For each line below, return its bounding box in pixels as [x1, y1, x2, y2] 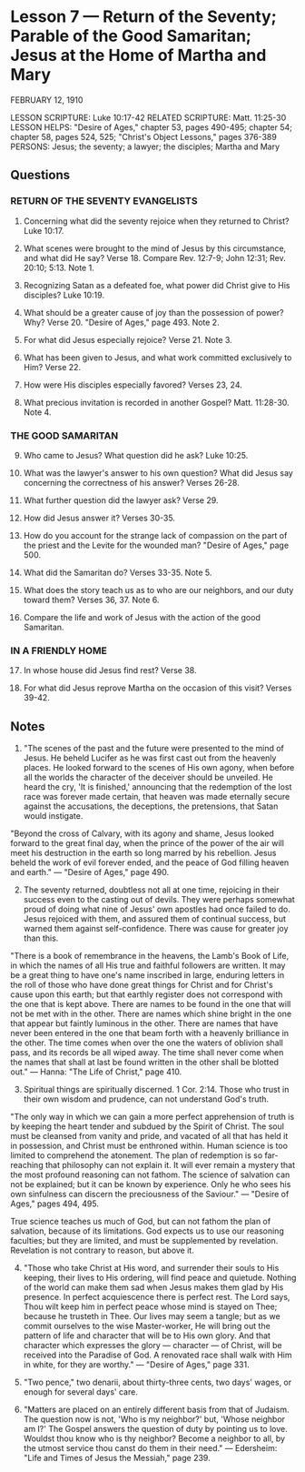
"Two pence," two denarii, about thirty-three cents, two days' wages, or [23, 1376, 292, 1388]
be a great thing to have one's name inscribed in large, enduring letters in [10, 970, 285, 981]
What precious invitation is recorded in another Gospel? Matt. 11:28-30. [23, 397, 290, 408]
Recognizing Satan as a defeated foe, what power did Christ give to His [23, 279, 290, 290]
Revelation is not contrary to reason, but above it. [10, 1245, 194, 1256]
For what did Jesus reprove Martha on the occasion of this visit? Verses [23, 682, 292, 693]
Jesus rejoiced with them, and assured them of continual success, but [23, 913, 287, 924]
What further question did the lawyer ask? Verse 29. [23, 494, 219, 506]
